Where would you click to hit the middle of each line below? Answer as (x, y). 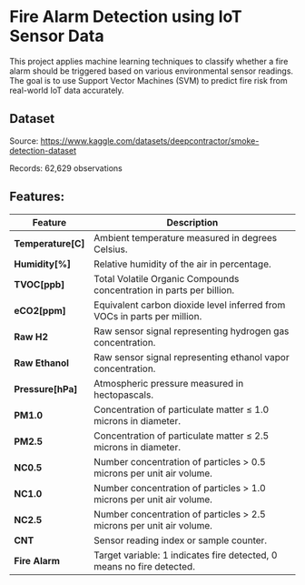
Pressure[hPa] (46, 388)
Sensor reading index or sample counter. (181, 540)
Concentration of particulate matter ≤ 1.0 (182, 409)
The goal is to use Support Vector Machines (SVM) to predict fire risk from (148, 80)
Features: (37, 197)
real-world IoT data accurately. (67, 90)
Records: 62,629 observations (66, 168)
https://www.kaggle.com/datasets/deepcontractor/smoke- (150, 141)
